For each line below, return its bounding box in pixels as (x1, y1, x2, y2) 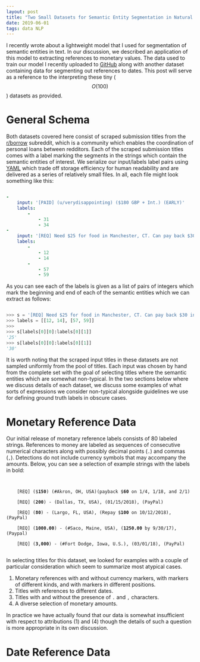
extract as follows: (6, 295, 52, 302)
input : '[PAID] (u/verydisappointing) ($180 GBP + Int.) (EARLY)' (17, 200, 185, 206)
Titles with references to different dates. (14, 587, 114, 594)
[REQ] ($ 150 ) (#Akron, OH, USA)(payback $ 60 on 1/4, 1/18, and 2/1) (17, 489, 190, 495)
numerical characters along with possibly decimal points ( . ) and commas (6, 448, 186, 455)
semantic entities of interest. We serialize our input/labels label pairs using (6, 158, 189, 166)
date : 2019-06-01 (6, 20, 49, 26)
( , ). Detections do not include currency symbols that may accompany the (6, 454, 186, 461)
